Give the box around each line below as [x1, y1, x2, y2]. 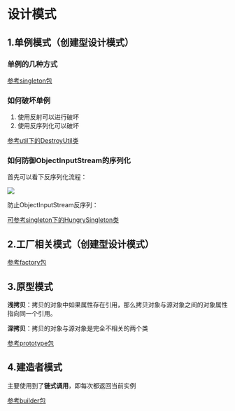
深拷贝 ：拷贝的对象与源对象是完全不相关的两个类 [7, 324, 148, 333]
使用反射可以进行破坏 [17, 113, 79, 121]
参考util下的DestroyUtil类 [7, 137, 79, 145]
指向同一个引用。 [7, 309, 57, 318]
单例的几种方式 [7, 59, 58, 69]
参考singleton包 [7, 76, 52, 85]
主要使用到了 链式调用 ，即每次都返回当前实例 [7, 381, 136, 389]
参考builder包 [7, 396, 46, 405]
